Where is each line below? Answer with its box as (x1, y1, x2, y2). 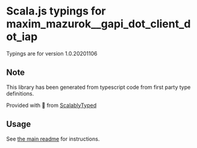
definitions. (6, 89, 34, 97)
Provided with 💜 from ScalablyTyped (6, 101, 97, 109)
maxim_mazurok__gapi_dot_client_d (6, 17, 191, 31)
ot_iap (6, 30, 38, 43)
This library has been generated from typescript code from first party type (6, 83, 191, 91)
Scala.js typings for (6, 4, 106, 18)
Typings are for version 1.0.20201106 (6, 50, 98, 57)
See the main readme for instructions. (6, 135, 100, 143)
